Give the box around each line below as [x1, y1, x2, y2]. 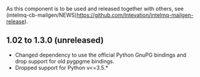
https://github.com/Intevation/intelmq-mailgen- [76, 11, 194, 19]
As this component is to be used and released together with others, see [6, 5, 184, 12]
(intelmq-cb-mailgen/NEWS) [6, 11, 77, 19]
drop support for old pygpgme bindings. [14, 57, 114, 65]
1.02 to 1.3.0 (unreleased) [6, 35, 104, 46]
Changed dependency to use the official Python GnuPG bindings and [14, 51, 187, 58]
